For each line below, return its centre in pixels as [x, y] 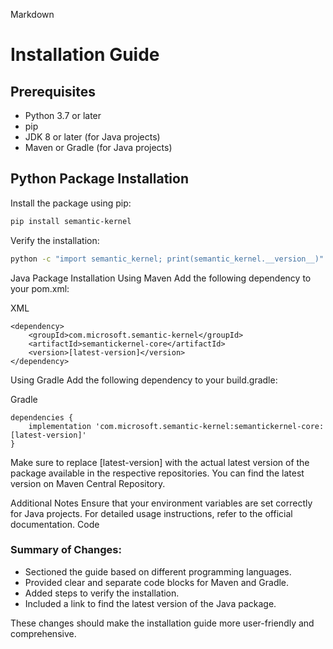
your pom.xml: [40, 288]
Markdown [32, 14]
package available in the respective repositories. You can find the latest [157, 473]
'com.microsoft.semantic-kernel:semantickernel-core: [210, 426]
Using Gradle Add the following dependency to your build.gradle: [144, 380]
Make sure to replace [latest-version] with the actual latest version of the [160, 462]
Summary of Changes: [66, 550]
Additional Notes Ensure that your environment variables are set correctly [161, 503]
